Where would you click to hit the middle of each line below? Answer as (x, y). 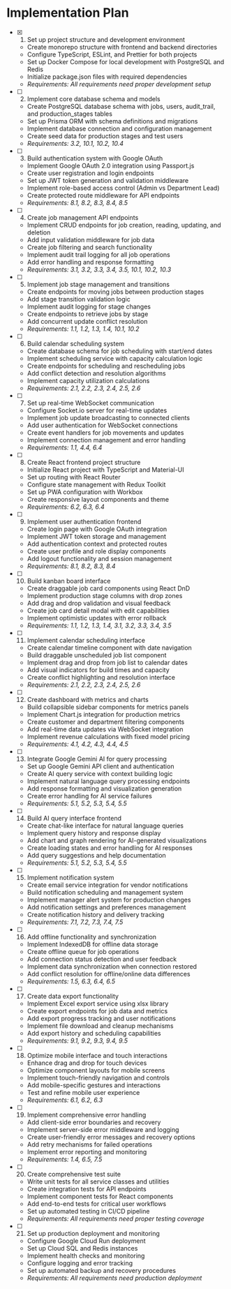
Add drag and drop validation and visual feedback (99, 603)
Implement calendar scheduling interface (86, 640)
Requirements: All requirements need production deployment (114, 1278)
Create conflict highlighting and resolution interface (101, 677)
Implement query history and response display (94, 833)
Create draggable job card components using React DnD (109, 588)
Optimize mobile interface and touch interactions (97, 1055)
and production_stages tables (70, 114)
